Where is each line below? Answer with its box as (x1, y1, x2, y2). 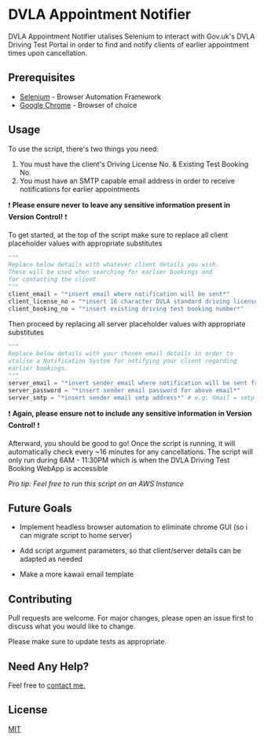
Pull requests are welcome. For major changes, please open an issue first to (8, 614, 254, 623)
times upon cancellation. (8, 48, 88, 57)
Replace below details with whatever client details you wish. (8, 261, 220, 269)
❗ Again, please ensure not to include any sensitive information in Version (8, 408, 252, 418)
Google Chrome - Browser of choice (19, 100, 137, 109)
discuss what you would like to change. (8, 621, 136, 631)
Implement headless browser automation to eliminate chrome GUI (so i (19, 522, 247, 532)
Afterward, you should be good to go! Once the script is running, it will (8, 438, 236, 448)
